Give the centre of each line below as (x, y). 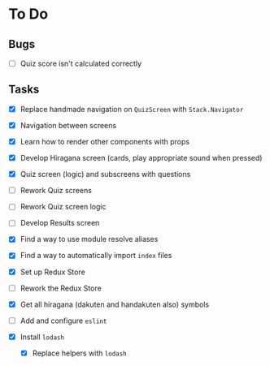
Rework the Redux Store (61, 288)
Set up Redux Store (52, 272)
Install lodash (42, 337)
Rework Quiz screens (56, 191)
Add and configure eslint (63, 321)
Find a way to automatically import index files (96, 256)
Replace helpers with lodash (80, 353)
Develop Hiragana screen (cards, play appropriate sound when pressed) (141, 158)
